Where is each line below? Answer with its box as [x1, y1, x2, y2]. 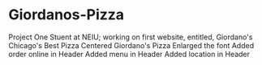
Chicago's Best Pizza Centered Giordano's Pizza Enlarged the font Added [8, 40, 254, 50]
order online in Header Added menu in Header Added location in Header [8, 49, 250, 59]
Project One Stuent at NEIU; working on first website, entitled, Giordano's [8, 32, 253, 42]
